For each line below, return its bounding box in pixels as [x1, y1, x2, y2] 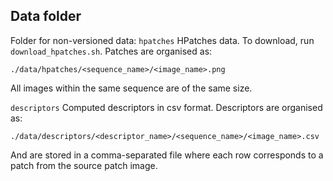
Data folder [10, 8, 82, 25]
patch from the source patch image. [10, 159, 158, 171]
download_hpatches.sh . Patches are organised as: [10, 45, 213, 57]
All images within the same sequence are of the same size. [10, 82, 253, 94]
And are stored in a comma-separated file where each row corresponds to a [10, 149, 324, 161]
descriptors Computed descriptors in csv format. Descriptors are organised [10, 101, 323, 113]
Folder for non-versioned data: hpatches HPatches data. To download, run [10, 34, 315, 46]
